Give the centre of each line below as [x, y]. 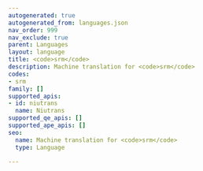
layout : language [37, 52]
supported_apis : [35, 96]
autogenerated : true [42, 15]
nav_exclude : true [38, 37]
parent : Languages [38, 45]
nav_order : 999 [33, 30]
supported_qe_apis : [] [45, 118]
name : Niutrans [40, 111]
